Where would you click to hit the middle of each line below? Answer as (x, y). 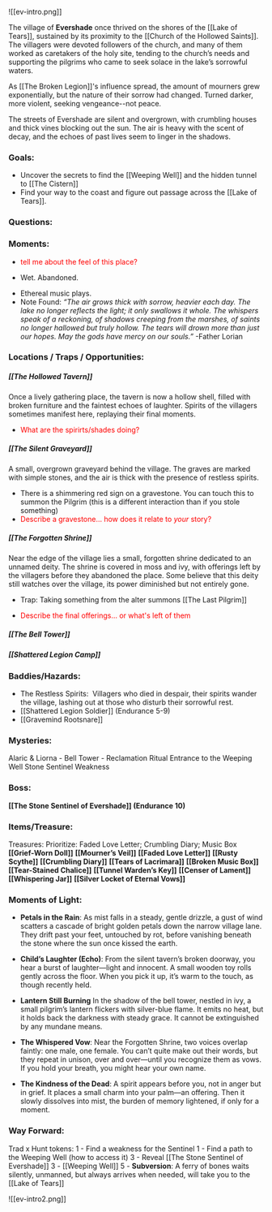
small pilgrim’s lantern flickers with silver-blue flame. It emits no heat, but (142, 1009)
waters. (21, 71)
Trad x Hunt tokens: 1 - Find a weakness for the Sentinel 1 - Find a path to (131, 1149)
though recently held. (56, 985)
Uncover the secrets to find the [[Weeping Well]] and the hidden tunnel (138, 175)
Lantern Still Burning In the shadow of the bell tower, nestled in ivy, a (136, 1001)
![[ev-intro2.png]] (37, 1199)
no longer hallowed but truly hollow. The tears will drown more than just (140, 327)
